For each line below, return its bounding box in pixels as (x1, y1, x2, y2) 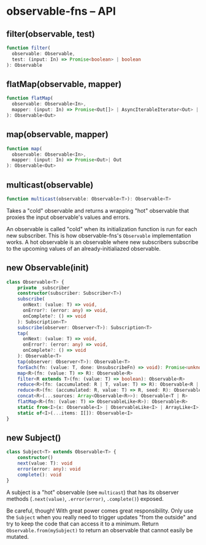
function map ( (6, 145, 43, 151)
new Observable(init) (6, 262, 89, 273)
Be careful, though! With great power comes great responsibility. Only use (6, 507, 194, 514)
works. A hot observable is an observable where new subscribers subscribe (6, 238, 199, 246)
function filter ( (6, 45, 51, 51)
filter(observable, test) (6, 29, 95, 39)
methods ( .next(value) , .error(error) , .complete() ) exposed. (6, 495, 164, 502)
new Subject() (6, 432, 61, 443)
